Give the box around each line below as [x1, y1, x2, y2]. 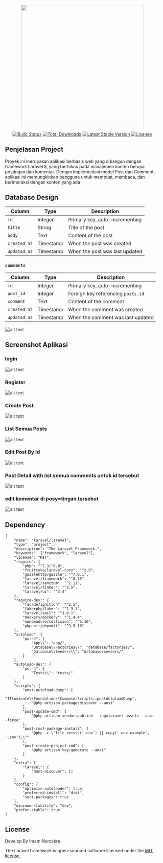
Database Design [5, 193, 59, 202]
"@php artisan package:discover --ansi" [31, 701, 115, 705]
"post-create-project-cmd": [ [23, 744, 84, 749]
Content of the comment [68, 298, 124, 305]
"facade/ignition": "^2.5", [23, 602, 80, 607]
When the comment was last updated [68, 314, 154, 320]
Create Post [5, 402, 34, 409]
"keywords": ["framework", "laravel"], [14, 551, 95, 556]
